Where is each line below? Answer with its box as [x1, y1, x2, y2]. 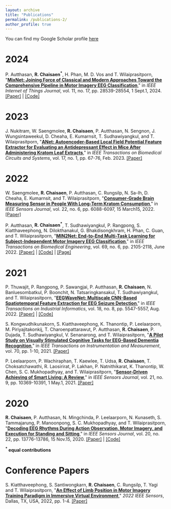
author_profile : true [5, 21, 52, 27]
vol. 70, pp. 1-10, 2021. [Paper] [5, 348, 69, 354]
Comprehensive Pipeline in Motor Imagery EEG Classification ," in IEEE [5, 82, 156, 88]
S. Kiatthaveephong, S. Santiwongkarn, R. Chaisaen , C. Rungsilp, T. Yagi [5, 481, 158, 488]
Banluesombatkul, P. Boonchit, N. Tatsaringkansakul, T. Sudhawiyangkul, [5, 289, 159, 296]
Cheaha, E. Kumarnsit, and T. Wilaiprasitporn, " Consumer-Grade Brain [5, 195, 154, 201]
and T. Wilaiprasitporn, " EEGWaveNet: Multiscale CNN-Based [5, 295, 137, 301]
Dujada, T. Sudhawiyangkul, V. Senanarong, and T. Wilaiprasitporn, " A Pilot [5, 332, 163, 338]
